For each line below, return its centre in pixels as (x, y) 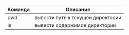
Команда (19, 9)
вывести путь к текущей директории (78, 17)
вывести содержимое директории (75, 25)
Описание (78, 9)
